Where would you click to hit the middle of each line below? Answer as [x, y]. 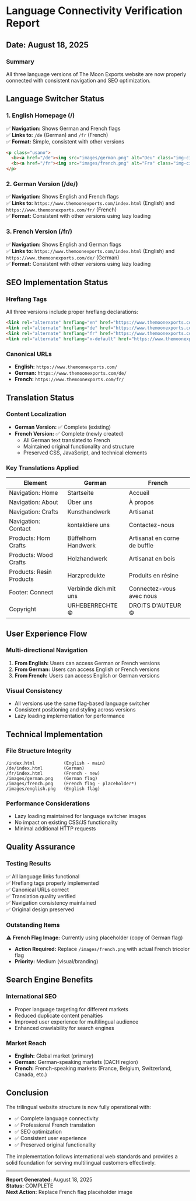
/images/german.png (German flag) [52, 778]
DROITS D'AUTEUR [155, 605]
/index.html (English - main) [56, 763]
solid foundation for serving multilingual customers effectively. [81, 1162]
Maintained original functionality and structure [79, 446]
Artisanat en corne [154, 538]
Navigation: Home [34, 493]
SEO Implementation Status [57, 283]
